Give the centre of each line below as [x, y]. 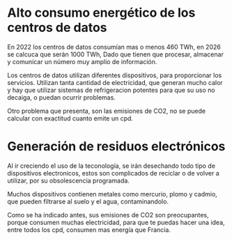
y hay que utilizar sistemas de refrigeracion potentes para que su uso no [111, 90]
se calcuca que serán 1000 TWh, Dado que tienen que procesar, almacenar [116, 54]
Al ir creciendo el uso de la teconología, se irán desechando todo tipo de [111, 166]
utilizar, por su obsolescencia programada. [69, 180]
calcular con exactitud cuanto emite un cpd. [70, 118]
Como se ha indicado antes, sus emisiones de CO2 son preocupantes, [108, 215]
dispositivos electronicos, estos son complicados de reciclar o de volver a [113, 173]
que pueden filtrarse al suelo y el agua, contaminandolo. [88, 201]
